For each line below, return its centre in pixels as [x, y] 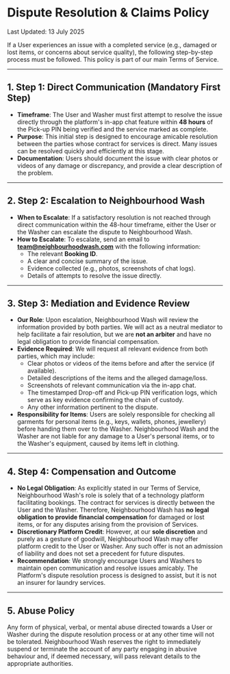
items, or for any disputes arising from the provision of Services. [107, 525]
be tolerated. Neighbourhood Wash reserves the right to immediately [104, 641]
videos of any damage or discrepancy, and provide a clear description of [119, 165]
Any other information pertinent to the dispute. [93, 407]
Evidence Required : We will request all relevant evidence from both [112, 349]
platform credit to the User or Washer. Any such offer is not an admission [120, 547]
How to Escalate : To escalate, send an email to [83, 239]
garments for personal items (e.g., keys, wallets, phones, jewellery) [112, 422]
